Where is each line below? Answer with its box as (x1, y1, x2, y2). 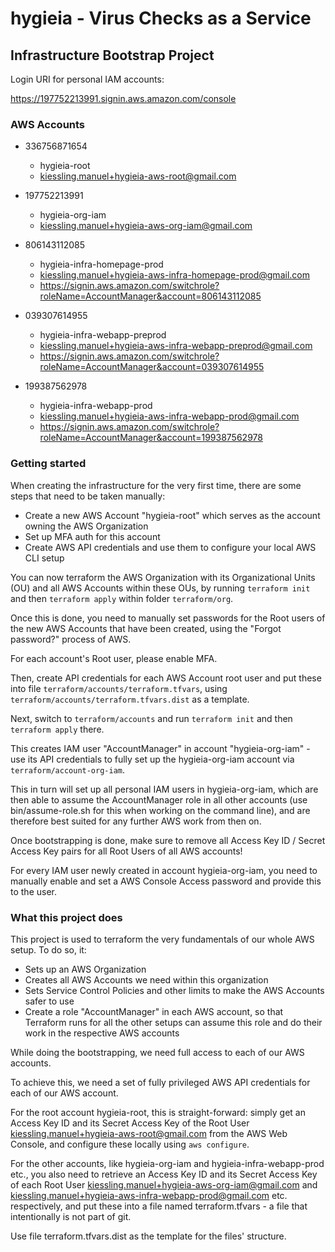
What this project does (10, 910, 123, 924)
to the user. (10, 885, 57, 897)
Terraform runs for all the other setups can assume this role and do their (24, 1016, 323, 1028)
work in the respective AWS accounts (24, 1027, 180, 1039)
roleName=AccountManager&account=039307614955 (39, 361, 265, 373)
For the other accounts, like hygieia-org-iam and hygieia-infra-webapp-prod (10, 1157, 325, 1169)
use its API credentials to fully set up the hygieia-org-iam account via (10, 753, 295, 765)
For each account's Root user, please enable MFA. (10, 652, 218, 664)
